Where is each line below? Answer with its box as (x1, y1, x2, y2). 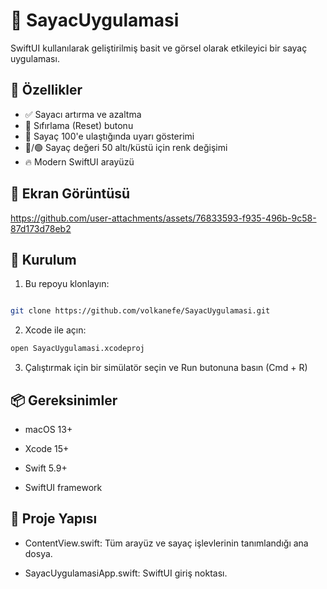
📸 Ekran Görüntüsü (10, 185, 131, 203)
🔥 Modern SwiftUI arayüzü (24, 155, 135, 168)
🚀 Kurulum (10, 251, 77, 268)
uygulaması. (10, 52, 60, 64)
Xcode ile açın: (24, 324, 87, 336)
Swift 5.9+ (24, 462, 68, 474)
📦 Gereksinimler (10, 392, 118, 409)
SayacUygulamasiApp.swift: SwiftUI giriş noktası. (24, 567, 228, 579)
